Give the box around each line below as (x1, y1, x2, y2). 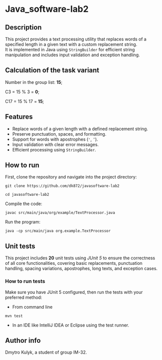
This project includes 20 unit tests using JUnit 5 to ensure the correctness (5, 255, 156, 261)
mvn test (5, 313, 23, 319)
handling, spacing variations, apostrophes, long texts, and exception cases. (5, 265, 158, 272)
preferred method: (5, 294, 43, 300)
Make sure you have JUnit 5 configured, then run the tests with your (5, 289, 143, 295)
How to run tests (5, 278, 46, 285)
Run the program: (5, 219, 41, 225)
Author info (5, 336, 41, 345)
